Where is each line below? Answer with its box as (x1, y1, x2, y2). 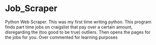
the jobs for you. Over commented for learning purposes (5, 34, 118, 40)
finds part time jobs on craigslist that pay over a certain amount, (5, 24, 133, 30)
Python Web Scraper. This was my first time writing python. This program (5, 19, 152, 25)
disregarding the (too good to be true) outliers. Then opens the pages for (5, 29, 151, 35)
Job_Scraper (5, 3, 58, 14)
